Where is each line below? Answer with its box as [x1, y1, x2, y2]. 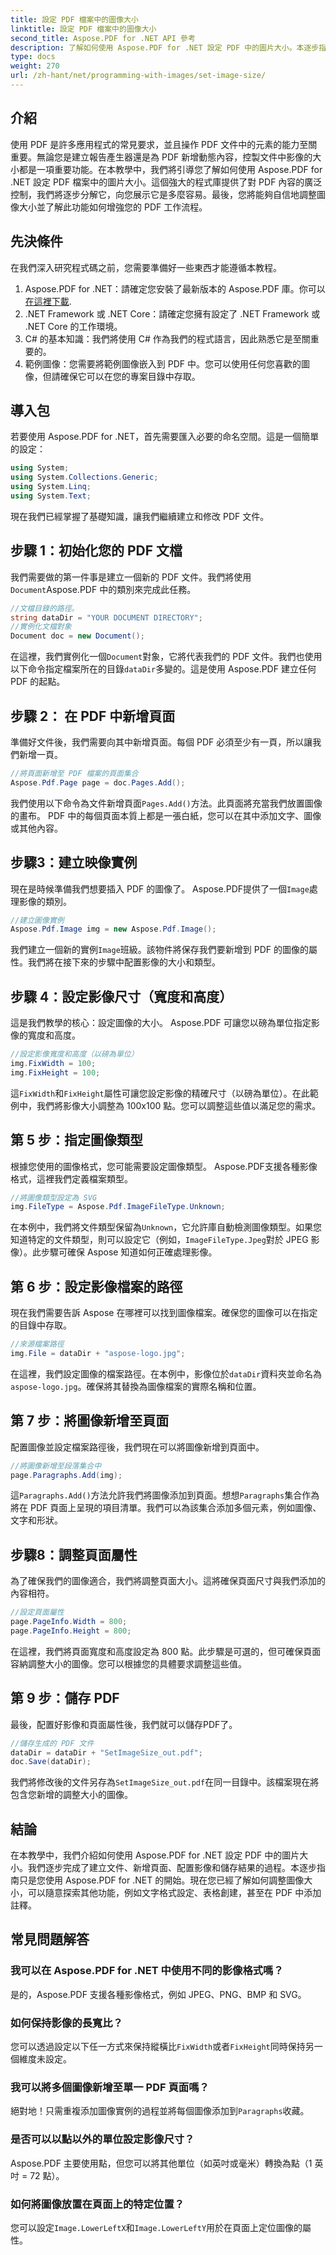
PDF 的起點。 [10, 676, 66, 688]
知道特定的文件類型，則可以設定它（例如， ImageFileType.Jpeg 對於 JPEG [10, 1234, 309, 1246]
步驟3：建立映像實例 [10, 854, 138, 871]
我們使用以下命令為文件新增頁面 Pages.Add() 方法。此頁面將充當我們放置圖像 [10, 797, 323, 809]
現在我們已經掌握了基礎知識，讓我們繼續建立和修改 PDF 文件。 [10, 510, 270, 522]
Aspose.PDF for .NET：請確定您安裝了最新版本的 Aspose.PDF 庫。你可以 [24, 282, 326, 295]
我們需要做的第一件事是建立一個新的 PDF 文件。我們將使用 [10, 571, 252, 583]
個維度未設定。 [10, 2053, 72, 2065]
